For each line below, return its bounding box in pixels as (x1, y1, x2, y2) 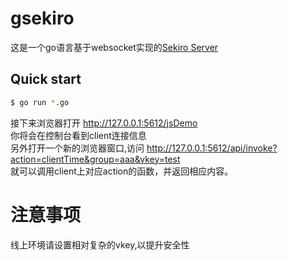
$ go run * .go (10, 97, 70, 107)
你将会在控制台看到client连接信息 (10, 129, 147, 141)
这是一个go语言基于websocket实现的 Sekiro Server (10, 41, 219, 53)
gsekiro (10, 7, 75, 30)
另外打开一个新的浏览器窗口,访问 (10, 142, 145, 154)
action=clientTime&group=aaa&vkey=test (10, 153, 181, 165)
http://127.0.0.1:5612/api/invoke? (146, 142, 278, 154)
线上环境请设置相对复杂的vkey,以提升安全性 (10, 238, 190, 251)
